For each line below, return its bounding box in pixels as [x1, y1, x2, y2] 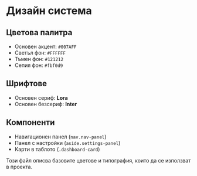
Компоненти [6, 117, 55, 127]
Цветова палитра [6, 28, 73, 38]
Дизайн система [6, 4, 92, 18]
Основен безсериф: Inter [14, 100, 77, 107]
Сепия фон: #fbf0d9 [14, 62, 63, 69]
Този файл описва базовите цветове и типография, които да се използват [6, 157, 191, 164]
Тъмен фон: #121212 [14, 56, 63, 62]
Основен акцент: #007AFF [14, 43, 77, 50]
